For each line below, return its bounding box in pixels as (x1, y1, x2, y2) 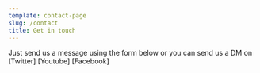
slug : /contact (8, 19, 59, 27)
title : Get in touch (8, 26, 77, 34)
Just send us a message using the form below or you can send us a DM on (8, 48, 253, 58)
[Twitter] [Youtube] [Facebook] (8, 56, 109, 66)
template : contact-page (8, 11, 87, 20)
